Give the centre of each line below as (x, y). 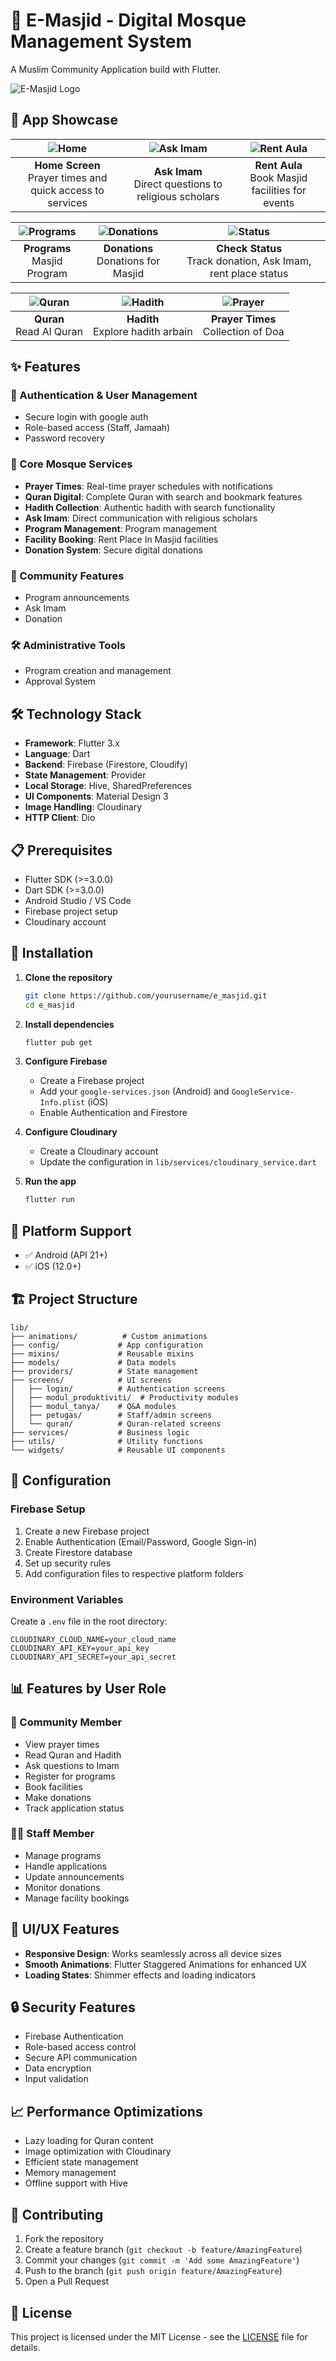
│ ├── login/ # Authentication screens (118, 1389)
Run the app (50, 1181)
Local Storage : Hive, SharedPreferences (108, 786)
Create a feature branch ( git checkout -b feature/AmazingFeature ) (163, 2250)
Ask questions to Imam (72, 1765)
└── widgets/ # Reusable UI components (118, 1450)
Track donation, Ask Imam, (249, 261)
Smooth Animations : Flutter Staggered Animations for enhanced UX (166, 1964)
